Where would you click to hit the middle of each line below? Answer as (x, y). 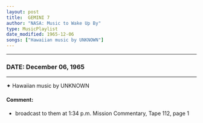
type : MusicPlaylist (32, 29)
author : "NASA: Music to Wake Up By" (54, 23)
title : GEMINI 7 (28, 18)
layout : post (23, 12)
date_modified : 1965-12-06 (40, 35)
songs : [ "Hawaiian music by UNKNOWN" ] (55, 40)
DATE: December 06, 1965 (46, 67)
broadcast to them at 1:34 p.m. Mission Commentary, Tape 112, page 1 (102, 113)
